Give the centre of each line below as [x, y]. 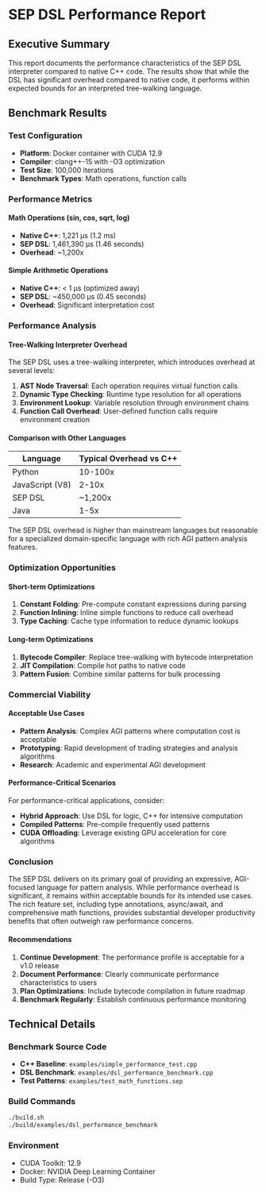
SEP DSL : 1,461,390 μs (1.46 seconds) [82, 244]
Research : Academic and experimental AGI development [113, 764]
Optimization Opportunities [62, 567]
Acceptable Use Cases [46, 713]
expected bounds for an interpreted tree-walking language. [105, 88]
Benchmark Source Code [58, 1047]
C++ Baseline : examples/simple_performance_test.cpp [108, 1064]
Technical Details [52, 1024]
